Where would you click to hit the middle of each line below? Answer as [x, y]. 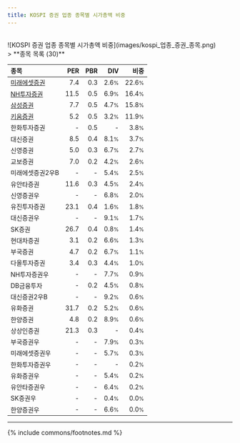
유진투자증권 [28, 206]
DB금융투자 [26, 285]
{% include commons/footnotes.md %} [65, 433]
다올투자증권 [28, 263]
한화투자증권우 [31, 364]
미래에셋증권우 [31, 353]
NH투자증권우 [30, 274]
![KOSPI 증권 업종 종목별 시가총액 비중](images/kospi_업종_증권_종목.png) [112, 45]
